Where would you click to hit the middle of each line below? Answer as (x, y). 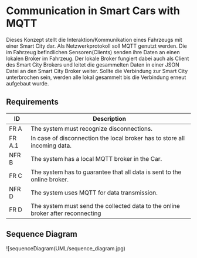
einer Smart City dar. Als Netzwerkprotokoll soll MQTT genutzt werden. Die (97, 46)
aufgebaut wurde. (28, 83)
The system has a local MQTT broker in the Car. (96, 158)
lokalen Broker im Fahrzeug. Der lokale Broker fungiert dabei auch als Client (98, 58)
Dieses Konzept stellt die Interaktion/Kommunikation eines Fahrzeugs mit (94, 39)
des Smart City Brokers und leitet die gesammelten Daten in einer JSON (93, 64)
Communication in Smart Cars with (93, 11)
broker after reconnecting (66, 213)
